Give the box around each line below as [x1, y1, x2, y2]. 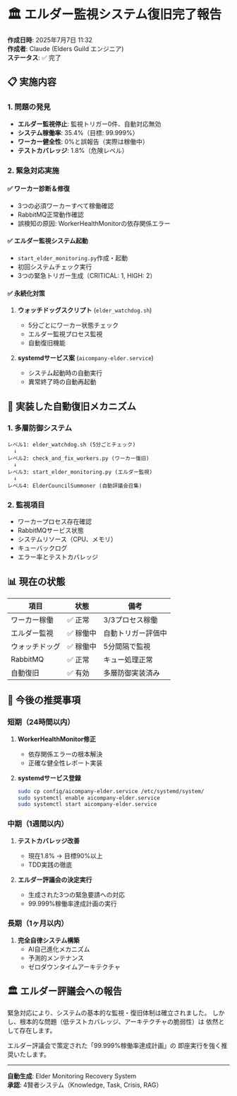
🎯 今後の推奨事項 [7, 694, 81, 706]
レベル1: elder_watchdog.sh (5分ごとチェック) [7, 441, 136, 448]
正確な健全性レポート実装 [28, 758, 103, 767]
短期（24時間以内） [7, 717, 75, 727]
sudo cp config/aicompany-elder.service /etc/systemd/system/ [17, 788, 205, 795]
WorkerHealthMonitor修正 [17, 734, 97, 743]
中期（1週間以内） [7, 819, 68, 829]
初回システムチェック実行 [17, 263, 92, 271]
